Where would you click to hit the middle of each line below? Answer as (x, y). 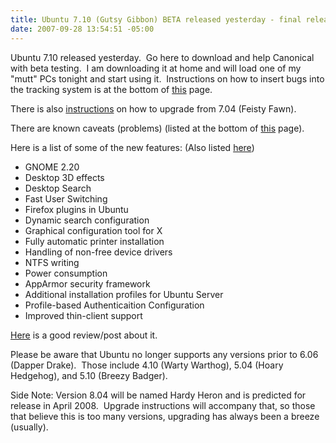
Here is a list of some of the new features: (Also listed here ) (132, 147)
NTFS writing (52, 262)
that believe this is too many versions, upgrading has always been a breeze (165, 416)
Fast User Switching (66, 198)
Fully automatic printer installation (94, 241)
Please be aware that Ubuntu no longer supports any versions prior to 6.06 (164, 354)
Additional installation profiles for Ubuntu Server (124, 294)
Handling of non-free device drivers (98, 252)
